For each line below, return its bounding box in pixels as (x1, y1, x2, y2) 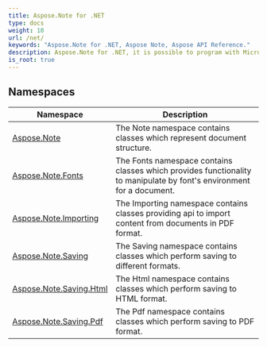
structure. (115, 142, 153, 153)
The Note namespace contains (115, 122, 230, 133)
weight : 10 (8, 26, 44, 34)
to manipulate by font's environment (115, 175, 250, 186)
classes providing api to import (115, 207, 230, 218)
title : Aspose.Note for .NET (8, 11, 105, 20)
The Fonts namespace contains (115, 155, 233, 166)
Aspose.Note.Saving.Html (12, 283, 108, 294)
